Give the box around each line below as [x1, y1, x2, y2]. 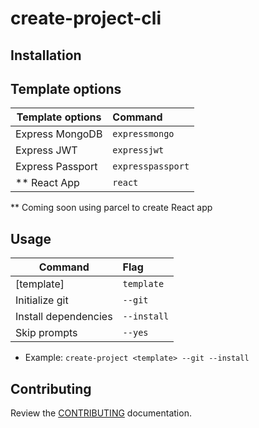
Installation [10, 47, 82, 64]
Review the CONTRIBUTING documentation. [10, 407, 192, 419]
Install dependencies [15, 310, 113, 324]
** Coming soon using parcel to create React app [10, 202, 213, 214]
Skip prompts [15, 326, 78, 340]
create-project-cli [10, 7, 162, 30]
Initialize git [15, 293, 69, 307]
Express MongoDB [15, 127, 103, 141]
